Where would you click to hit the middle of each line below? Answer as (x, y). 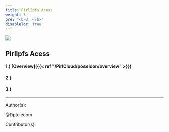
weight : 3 (16, 15)
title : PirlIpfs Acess (29, 10)
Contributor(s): (21, 125)
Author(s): (16, 105)
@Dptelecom (19, 115)
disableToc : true (23, 24)
